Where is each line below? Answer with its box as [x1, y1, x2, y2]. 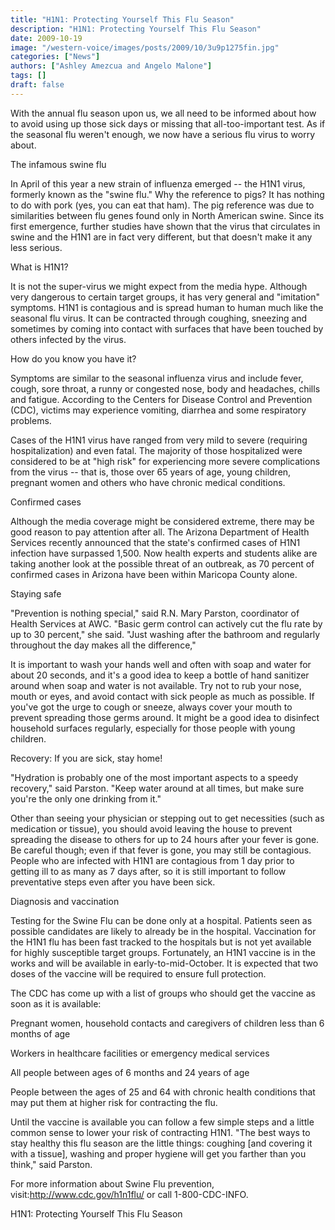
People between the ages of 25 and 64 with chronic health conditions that [10, 1086, 316, 1098]
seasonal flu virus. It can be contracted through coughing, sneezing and [10, 312, 308, 324]
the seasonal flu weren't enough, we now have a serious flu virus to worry [10, 128, 316, 140]
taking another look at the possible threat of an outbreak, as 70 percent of [10, 557, 315, 570]
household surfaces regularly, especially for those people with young [10, 722, 296, 734]
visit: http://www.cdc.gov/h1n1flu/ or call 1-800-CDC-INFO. [10, 1188, 249, 1200]
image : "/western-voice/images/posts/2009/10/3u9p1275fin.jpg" [10, 42, 280, 53]
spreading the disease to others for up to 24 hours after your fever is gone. [10, 833, 320, 845]
